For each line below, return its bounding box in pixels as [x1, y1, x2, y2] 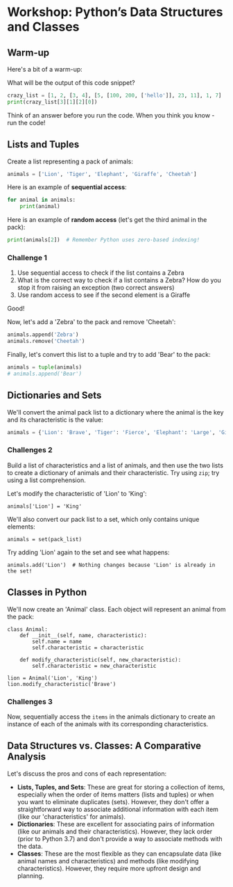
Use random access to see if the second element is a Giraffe [17, 291, 191, 299]
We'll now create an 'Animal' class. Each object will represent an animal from [7, 605, 226, 613]
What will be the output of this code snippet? [7, 79, 135, 87]
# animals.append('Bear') [7, 370, 82, 377]
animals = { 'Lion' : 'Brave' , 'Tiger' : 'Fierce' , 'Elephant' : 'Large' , [7, 429, 216, 435]
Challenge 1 [7, 253, 47, 262]
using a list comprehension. [7, 476, 86, 484]
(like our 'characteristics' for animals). [17, 812, 126, 821]
